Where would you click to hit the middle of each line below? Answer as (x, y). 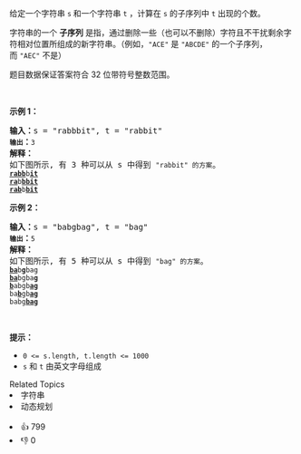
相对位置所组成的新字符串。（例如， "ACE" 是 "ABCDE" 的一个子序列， (142, 44)
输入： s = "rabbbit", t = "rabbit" (86, 131)
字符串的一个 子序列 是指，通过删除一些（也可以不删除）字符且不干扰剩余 (146, 33)
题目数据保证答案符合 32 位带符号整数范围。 (92, 74)
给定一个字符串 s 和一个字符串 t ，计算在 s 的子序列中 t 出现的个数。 (137, 13)
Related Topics (37, 384)
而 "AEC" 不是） (38, 55)
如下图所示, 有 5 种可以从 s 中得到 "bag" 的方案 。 (109, 261)
